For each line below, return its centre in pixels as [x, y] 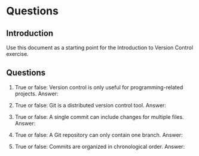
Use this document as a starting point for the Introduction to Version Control [99, 47]
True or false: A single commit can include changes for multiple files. [99, 117]
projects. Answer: [36, 94]
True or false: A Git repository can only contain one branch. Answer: [99, 135]
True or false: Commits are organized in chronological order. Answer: [100, 146]
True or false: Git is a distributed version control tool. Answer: [90, 105]
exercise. [17, 54]
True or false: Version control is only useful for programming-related [99, 87]
